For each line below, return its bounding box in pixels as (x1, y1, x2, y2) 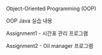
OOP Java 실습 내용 (6, 17, 52, 24)
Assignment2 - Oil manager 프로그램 (6, 43, 93, 49)
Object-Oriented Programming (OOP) (6, 5, 96, 12)
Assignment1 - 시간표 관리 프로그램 (6, 30, 88, 37)
